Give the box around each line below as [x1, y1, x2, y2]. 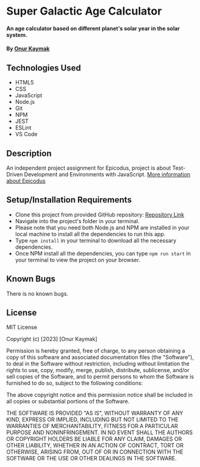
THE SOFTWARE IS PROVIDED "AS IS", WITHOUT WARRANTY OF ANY [6, 409, 184, 417]
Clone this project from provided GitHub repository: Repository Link [15, 211, 184, 218]
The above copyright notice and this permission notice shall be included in [6, 391, 193, 399]
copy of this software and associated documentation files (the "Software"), [6, 354, 195, 361]
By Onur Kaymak [6, 45, 50, 52]
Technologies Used [6, 63, 81, 73]
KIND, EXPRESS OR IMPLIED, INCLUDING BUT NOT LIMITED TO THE [6, 416, 179, 423]
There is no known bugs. [6, 290, 69, 297]
